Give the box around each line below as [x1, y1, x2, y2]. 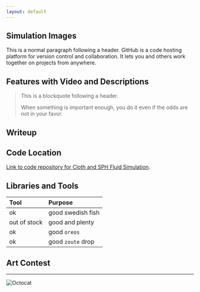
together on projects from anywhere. [6, 59, 96, 66]
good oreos [48, 228, 80, 236]
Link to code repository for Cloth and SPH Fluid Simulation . [6, 163, 151, 170]
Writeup [6, 128, 37, 138]
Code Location [6, 148, 61, 158]
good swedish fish [48, 209, 100, 217]
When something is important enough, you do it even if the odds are [20, 104, 188, 111]
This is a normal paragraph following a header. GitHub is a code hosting [6, 46, 182, 54]
